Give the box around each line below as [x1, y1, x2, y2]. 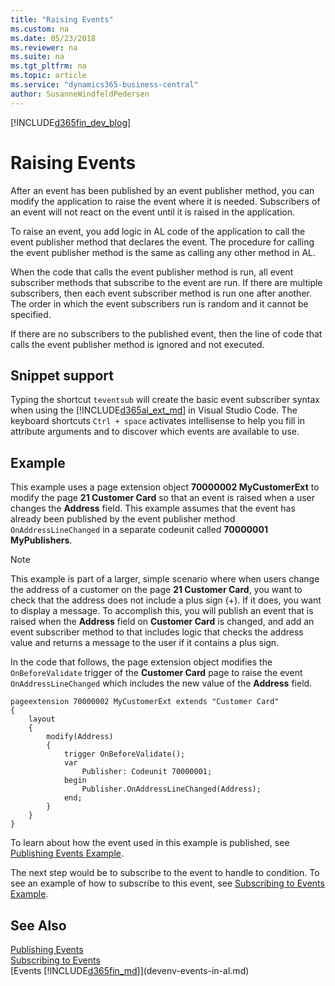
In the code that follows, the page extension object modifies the [10, 656, 273, 668]
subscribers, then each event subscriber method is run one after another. [10, 287, 312, 299]
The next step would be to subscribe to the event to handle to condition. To [10, 867, 320, 879]
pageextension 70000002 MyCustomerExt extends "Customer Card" [10, 697, 280, 707]
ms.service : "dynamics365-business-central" [10, 80, 199, 90]
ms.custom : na [10, 24, 70, 34]
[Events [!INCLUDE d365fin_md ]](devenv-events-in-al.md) [10, 965, 250, 976]
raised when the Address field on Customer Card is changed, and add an [10, 616, 315, 628]
